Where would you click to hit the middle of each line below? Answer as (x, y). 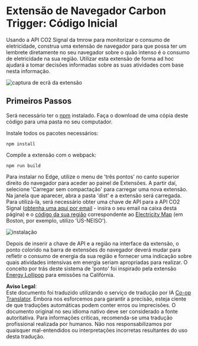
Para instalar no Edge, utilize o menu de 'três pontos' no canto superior (93, 177)
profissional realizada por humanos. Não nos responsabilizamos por (89, 324)
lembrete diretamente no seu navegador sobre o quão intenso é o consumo (98, 52)
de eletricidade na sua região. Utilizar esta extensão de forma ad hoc (90, 58)
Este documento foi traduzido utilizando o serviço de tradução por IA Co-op (99, 292)
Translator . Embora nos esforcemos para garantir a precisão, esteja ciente (96, 299)
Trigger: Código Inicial (62, 23)
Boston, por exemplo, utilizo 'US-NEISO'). (57, 220)
